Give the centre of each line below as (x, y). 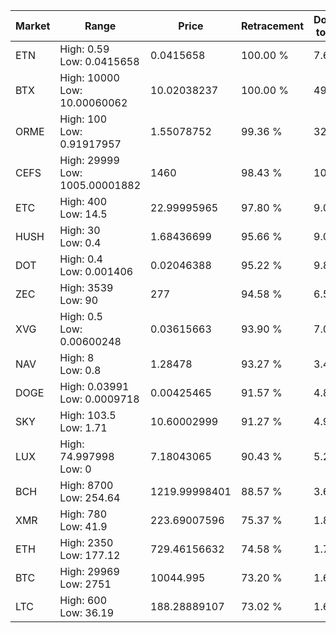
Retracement (272, 26)
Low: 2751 (85, 584)
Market (33, 26)
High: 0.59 (84, 49)
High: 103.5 (88, 415)
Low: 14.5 (83, 214)
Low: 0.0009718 (99, 399)
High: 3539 (86, 287)
